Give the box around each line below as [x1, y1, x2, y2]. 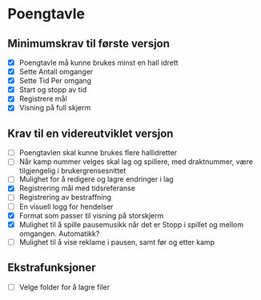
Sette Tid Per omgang [18, 76, 92, 86]
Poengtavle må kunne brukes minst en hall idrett [18, 58, 179, 67]
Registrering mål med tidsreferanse [18, 183, 135, 193]
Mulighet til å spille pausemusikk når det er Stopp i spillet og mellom [18, 219, 244, 229]
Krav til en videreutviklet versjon [7, 126, 174, 140]
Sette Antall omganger [18, 67, 94, 77]
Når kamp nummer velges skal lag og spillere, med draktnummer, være [18, 157, 254, 166]
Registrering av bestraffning [18, 193, 112, 202]
